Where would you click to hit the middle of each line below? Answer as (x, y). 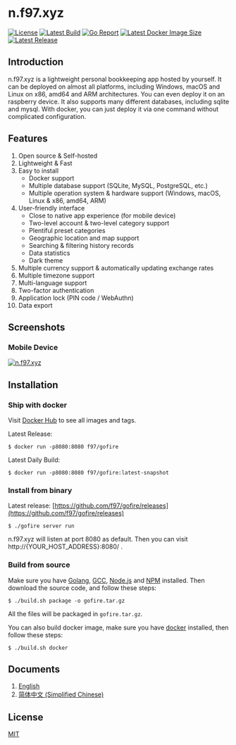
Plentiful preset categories (67, 230)
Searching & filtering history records (81, 245)
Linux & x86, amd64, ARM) (67, 200)
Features (28, 139)
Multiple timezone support (56, 275)
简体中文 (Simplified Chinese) (61, 694)
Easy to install (38, 170)
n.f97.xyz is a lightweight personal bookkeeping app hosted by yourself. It (115, 79)
